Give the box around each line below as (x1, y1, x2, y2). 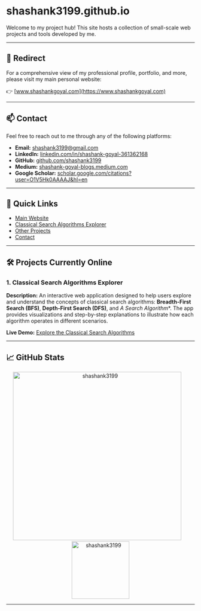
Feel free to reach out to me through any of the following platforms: (6, 132, 172, 139)
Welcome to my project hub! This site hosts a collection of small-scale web (6, 24, 191, 31)
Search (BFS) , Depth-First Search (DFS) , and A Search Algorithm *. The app (6, 305, 194, 312)
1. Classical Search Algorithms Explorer (6, 278, 123, 287)
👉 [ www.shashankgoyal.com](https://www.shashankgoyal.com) (6, 87, 166, 95)
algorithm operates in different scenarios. (6, 317, 108, 324)
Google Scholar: (14, 169, 56, 177)
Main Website (14, 214, 49, 222)
